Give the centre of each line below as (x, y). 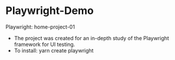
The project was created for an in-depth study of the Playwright (91, 38)
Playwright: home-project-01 (40, 27)
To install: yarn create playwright (54, 50)
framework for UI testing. (44, 44)
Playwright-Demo (49, 11)
